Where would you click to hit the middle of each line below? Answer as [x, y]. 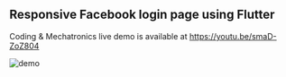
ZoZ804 [24, 46]
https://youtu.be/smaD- [233, 36]
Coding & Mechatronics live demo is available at [98, 36]
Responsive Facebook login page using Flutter [142, 15]
